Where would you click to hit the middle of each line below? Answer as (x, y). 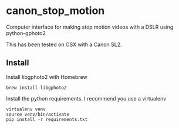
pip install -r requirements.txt (47, 119)
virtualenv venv (26, 109)
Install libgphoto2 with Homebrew (47, 77)
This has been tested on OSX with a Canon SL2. (64, 44)
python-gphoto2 (26, 33)
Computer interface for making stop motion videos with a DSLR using (90, 27)
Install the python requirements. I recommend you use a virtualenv (86, 98)
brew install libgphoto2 (36, 88)
